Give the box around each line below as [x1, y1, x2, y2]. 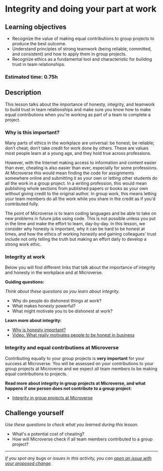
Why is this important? [5, 129, 60, 135]
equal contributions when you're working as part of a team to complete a [5, 112, 151, 118]
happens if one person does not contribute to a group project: [5, 385, 132, 391]
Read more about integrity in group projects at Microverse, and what [5, 380, 146, 386]
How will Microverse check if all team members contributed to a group [12, 436, 153, 442]
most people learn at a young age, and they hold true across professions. [5, 151, 152, 156]
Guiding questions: [5, 279, 45, 285]
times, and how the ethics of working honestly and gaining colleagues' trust [5, 231, 157, 237]
